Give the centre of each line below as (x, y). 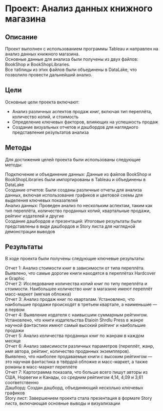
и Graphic (15, 278)
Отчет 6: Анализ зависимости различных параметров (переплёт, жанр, (80, 346)
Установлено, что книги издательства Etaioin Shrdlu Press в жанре (74, 320)
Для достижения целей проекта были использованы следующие (73, 159)
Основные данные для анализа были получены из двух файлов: (71, 59)
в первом (15, 310)
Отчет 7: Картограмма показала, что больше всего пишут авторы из (76, 372)
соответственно (22, 383)
